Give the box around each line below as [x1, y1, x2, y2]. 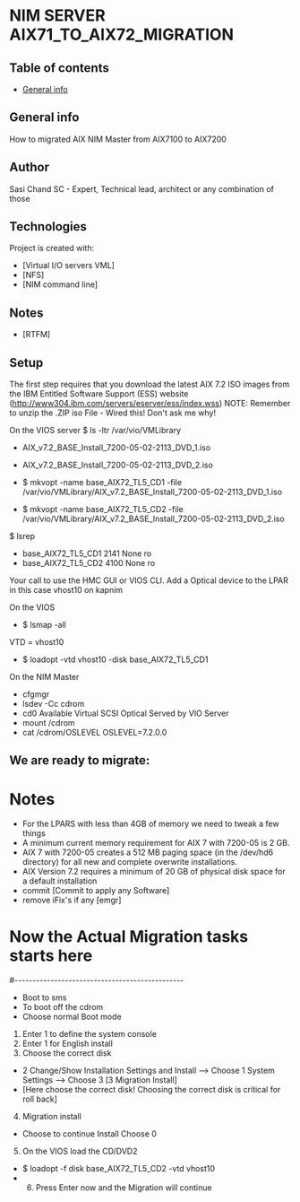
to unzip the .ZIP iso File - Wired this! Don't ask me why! [9, 407, 217, 418]
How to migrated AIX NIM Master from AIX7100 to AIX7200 [9, 134, 227, 144]
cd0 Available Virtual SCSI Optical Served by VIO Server [21, 708, 229, 719]
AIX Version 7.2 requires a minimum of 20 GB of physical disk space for [21, 867, 286, 877]
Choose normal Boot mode [21, 1011, 123, 1023]
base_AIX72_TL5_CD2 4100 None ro [21, 558, 156, 569]
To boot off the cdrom [21, 1002, 104, 1013]
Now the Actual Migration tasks [9, 926, 249, 946]
